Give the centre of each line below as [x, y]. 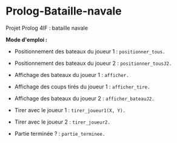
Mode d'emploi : [27, 39]
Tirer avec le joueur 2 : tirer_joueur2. [62, 122]
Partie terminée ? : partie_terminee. [60, 133]
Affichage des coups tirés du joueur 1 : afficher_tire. [82, 87]
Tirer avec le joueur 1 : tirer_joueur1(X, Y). [70, 110]
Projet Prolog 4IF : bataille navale [47, 28]
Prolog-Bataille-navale [64, 11]
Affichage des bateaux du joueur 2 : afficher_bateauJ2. [85, 98]
